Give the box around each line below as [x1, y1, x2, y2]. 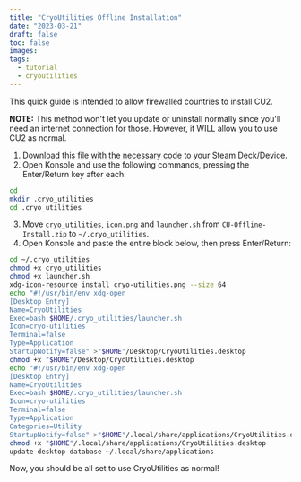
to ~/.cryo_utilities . [68, 228, 150, 239]
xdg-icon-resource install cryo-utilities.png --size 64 [9, 280, 227, 289]
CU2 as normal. [9, 132, 67, 143]
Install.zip [21, 230, 67, 239]
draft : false [9, 30, 58, 39]
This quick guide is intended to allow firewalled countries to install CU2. [9, 96, 273, 107]
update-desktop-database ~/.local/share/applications [9, 447, 215, 456]
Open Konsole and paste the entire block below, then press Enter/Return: [21, 238, 291, 249]
